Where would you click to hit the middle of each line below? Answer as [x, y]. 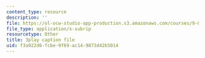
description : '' [27, 18]
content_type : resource [37, 12]
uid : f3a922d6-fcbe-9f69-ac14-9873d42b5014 [63, 46]
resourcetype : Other [33, 34]
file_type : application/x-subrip [49, 29]
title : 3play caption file [41, 40]
